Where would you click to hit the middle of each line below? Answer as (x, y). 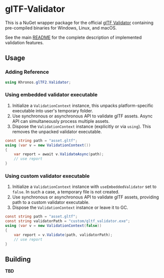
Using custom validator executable (47, 176)
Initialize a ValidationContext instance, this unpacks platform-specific (83, 105)
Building (18, 259)
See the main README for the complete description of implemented (73, 37)
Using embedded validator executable (51, 95)
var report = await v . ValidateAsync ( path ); (59, 154)
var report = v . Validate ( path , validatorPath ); (63, 235)
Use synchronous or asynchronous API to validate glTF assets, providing (85, 197)
